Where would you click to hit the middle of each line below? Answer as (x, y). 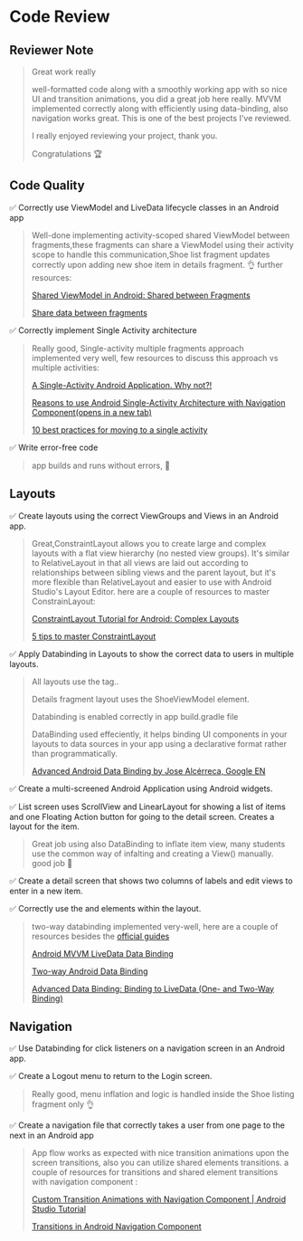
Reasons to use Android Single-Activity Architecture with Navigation (158, 402)
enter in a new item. (46, 891)
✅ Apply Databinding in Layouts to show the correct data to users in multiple (151, 654)
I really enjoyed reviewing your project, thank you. (124, 136)
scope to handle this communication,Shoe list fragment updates (151, 254)
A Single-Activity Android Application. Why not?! (122, 385)
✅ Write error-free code (54, 447)
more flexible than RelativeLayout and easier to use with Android (151, 582)
